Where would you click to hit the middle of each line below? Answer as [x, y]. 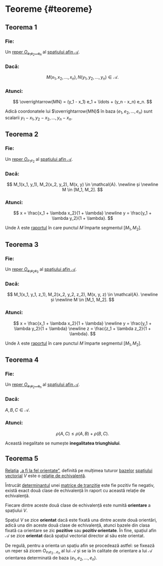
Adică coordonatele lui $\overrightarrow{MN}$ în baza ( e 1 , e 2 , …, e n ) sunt [79, 112]
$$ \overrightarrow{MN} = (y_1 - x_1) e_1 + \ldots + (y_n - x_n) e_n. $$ [82, 102]
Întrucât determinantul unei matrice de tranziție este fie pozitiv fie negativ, [80, 485]
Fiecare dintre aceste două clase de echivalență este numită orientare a [78, 505]
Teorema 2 [22, 134]
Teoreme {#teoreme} [49, 9]
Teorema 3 [22, 244]
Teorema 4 [22, 360]
